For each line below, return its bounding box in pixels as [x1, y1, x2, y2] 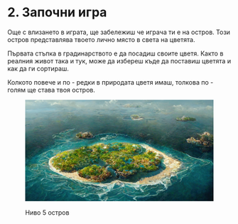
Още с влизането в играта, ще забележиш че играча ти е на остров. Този [7, 28, 231, 36]
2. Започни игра [7, 4, 107, 21]
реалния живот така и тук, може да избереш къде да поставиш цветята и [7, 56, 232, 65]
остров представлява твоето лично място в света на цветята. [7, 35, 195, 43]
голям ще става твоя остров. [7, 85, 96, 94]
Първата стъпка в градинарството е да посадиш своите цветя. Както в [7, 49, 224, 58]
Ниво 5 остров [25, 208, 70, 217]
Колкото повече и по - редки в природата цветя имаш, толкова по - [7, 78, 214, 86]
